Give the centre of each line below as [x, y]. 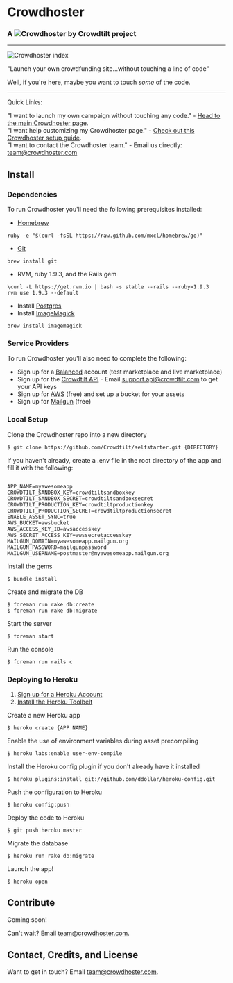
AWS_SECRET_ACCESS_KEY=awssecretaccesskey [69, 535]
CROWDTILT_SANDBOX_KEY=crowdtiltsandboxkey [71, 493]
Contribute [31, 903]
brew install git [32, 261]
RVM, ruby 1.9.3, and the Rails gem [67, 274]
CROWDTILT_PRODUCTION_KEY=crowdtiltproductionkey [80, 504]
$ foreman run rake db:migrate [52, 611]
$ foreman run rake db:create [51, 604]
